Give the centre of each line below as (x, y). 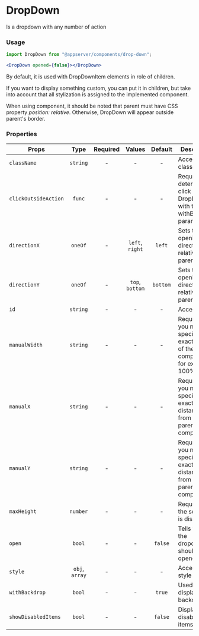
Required (107, 149)
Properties (22, 134)
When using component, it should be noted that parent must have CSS (92, 106)
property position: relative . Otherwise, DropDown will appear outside (90, 112)
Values (135, 149)
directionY (24, 285)
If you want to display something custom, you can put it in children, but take (99, 88)
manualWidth (26, 345)
